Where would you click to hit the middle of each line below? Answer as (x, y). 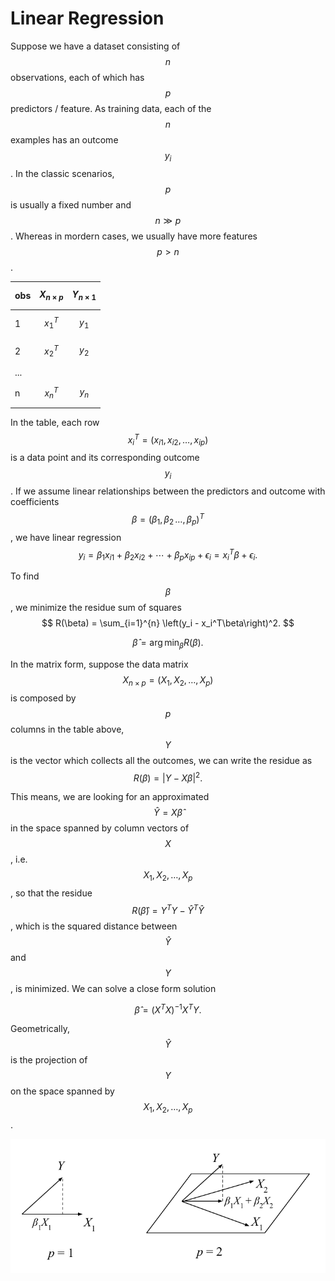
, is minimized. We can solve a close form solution (113, 988)
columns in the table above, (67, 729)
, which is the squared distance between (94, 926)
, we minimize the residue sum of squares (96, 608)
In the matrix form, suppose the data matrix (99, 664)
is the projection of (49, 1060)
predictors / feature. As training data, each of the (111, 108)
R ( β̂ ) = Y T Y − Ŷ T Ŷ (168, 909)
